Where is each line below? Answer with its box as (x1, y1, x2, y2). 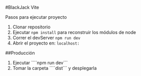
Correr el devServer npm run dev (12, 35, 81, 41)
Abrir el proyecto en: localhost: (12, 40, 80, 46)
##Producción (5, 50, 36, 56)
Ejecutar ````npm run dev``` (12, 60, 68, 65)
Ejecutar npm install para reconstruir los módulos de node (12, 29, 136, 35)
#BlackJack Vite (5, 5, 40, 10)
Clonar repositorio (12, 24, 51, 30)
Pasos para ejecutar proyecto (5, 14, 67, 20)
